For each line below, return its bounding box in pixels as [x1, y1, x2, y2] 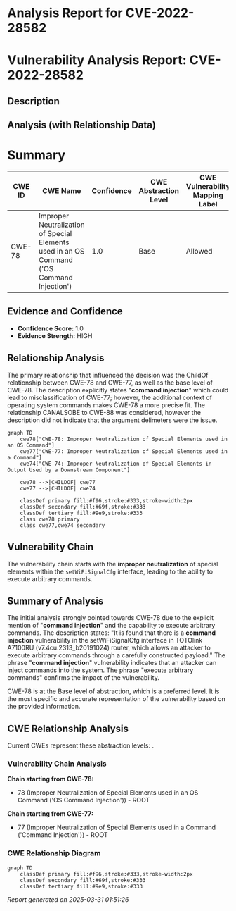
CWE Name [41, 186, 81, 196]
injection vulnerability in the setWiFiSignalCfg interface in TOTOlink [7, 636, 203, 645]
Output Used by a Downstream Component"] [7, 466, 131, 473]
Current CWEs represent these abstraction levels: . [7, 741, 155, 750]
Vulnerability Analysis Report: [7, 52, 188, 68]
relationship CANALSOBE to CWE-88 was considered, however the [7, 408, 202, 416]
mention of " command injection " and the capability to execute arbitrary [7, 621, 216, 630]
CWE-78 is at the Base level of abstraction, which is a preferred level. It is [7, 687, 220, 695]
